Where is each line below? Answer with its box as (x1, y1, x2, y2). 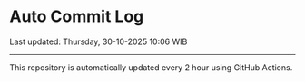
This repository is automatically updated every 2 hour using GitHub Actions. (9, 61, 293, 73)
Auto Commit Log (9, 6, 144, 27)
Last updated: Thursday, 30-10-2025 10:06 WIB (9, 36, 188, 47)
